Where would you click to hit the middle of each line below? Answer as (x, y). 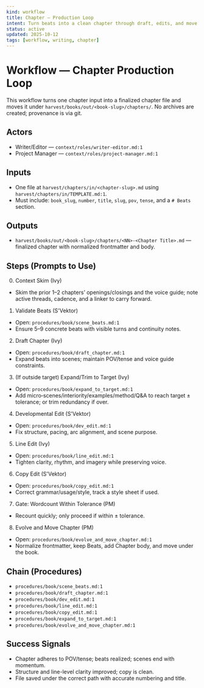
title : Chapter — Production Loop (50, 18)
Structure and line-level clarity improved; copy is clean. (84, 672)
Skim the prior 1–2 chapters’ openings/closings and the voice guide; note (107, 292)
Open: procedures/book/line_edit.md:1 (65, 456)
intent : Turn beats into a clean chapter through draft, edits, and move (102, 23)
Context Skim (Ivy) (38, 281)
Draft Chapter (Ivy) (39, 341)
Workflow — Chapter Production (90, 70)
